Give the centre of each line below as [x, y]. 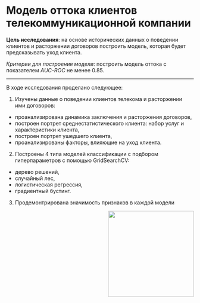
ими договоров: [35, 105]
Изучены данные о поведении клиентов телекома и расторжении [99, 99]
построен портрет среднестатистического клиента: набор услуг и [99, 123]
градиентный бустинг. [43, 191]
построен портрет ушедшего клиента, [63, 136]
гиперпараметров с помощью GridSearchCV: [72, 160]
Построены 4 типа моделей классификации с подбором [87, 154]
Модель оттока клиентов [72, 10]
